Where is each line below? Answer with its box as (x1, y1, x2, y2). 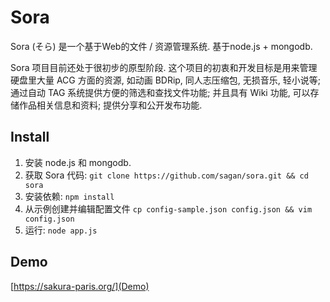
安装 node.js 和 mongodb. (24, 156, 132, 168)
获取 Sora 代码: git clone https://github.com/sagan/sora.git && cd (24, 169, 309, 181)
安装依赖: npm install (24, 190, 115, 202)
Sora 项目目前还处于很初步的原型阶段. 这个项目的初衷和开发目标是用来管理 (10, 61, 318, 73)
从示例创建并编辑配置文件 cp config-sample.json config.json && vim (24, 202, 313, 215)
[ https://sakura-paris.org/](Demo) (10, 280, 150, 292)
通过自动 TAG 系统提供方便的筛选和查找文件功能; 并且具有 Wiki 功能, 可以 (10, 86, 311, 98)
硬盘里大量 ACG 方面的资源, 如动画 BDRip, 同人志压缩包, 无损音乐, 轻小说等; (10, 74, 322, 86)
